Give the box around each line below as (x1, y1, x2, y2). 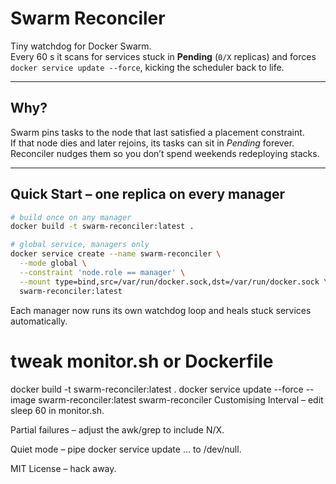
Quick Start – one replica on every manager (10, 186, 285, 203)
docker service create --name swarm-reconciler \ (10, 249, 222, 259)
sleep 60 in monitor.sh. (10, 404, 105, 416)
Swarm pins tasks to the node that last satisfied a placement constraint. (10, 126, 305, 138)
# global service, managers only (10, 240, 150, 250)
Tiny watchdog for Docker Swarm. (10, 40, 152, 52)
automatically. (10, 315, 68, 327)
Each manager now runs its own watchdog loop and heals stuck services (10, 304, 312, 316)
